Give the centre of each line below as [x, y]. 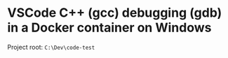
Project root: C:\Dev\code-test [51, 47]
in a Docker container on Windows [109, 28]
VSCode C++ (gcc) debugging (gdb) [115, 13]
